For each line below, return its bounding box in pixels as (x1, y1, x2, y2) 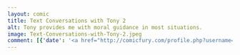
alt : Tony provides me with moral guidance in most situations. (7, 24, 203, 31)
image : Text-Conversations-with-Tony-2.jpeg (7, 30, 142, 38)
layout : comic (7, 10, 50, 18)
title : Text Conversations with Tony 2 (7, 17, 126, 24)
